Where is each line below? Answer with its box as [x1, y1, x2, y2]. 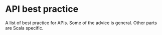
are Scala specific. [5, 25, 44, 31]
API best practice [5, 3, 79, 15]
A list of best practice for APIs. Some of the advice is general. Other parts [5, 20, 157, 26]
